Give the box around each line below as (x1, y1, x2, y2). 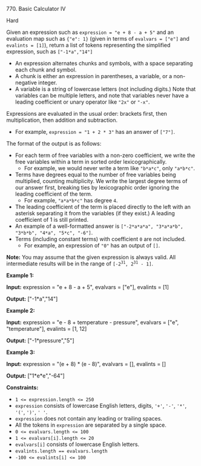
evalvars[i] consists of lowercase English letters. (15, 441, 140, 448)
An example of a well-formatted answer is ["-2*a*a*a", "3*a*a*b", (15, 222, 183, 230)
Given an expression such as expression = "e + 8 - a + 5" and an (6, 28, 174, 36)
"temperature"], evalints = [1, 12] (6, 325, 87, 332)
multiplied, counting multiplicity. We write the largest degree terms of (15, 178, 188, 184)
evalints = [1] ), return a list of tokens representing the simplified (6, 42, 171, 48)
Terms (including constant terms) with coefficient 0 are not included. (15, 236, 186, 242)
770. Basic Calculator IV (6, 5, 66, 12)
